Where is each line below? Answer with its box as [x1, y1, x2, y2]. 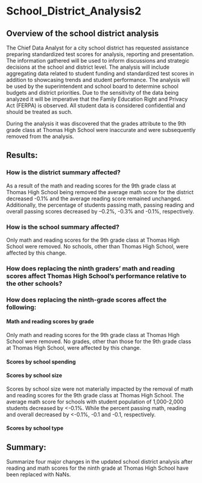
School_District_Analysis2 [6, 4, 142, 18]
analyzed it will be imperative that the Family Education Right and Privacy [6, 95, 188, 103]
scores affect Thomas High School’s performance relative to [6, 271, 187, 280]
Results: [6, 150, 38, 160]
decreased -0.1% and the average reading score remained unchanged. [6, 195, 182, 202]
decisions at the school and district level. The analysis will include [6, 63, 170, 71]
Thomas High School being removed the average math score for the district [6, 188, 194, 195]
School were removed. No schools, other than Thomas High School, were [6, 242, 189, 250]
